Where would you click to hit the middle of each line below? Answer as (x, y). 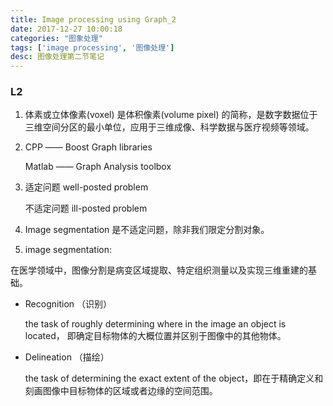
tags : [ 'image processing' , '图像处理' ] (92, 47)
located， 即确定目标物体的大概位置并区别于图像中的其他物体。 (155, 336)
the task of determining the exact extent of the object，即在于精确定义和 (174, 378)
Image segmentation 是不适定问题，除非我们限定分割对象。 (147, 230)
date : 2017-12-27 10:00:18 (66, 29)
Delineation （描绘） (67, 357)
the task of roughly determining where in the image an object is (155, 324)
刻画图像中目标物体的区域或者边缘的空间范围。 (121, 391)
